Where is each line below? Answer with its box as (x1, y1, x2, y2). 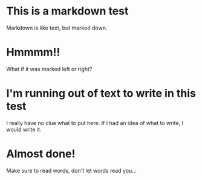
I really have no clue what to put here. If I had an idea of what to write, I (6, 119, 183, 126)
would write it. (6, 126, 42, 133)
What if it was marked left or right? (6, 65, 93, 72)
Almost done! (6, 147, 76, 161)
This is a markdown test (6, 4, 129, 18)
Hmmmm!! (6, 45, 60, 59)
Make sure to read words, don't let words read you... (6, 167, 137, 174)
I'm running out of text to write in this (6, 86, 197, 100)
